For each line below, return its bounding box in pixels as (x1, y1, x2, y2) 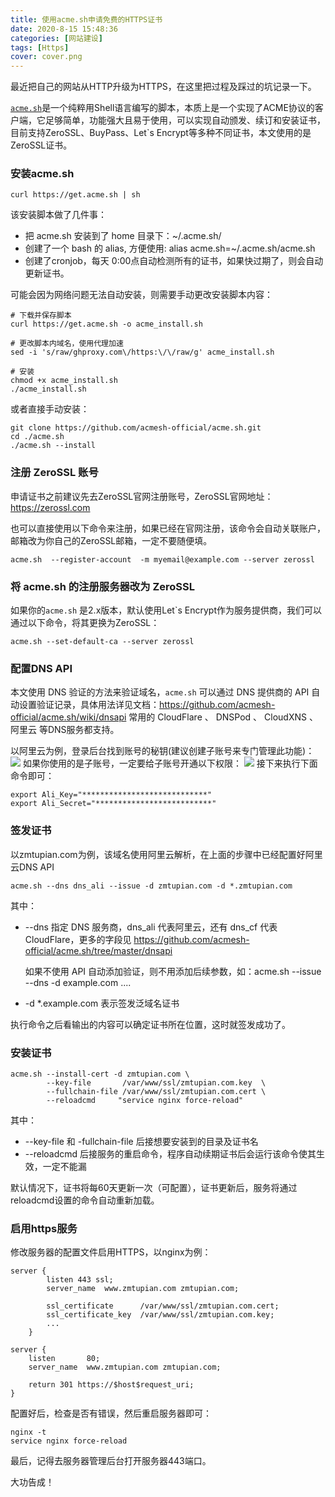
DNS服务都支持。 (47, 724, 120, 736)
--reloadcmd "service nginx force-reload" (46, 1095, 244, 1105)
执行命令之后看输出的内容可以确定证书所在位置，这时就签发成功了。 (10, 1018, 291, 1030)
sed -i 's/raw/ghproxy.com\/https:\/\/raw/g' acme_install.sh (10, 347, 275, 358)
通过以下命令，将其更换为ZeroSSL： (10, 617, 160, 629)
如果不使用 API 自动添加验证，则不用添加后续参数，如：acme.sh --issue (24, 965, 322, 977)
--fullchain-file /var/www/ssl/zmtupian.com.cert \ (46, 1086, 267, 1096)
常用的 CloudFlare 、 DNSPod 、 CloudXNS (128, 711, 307, 723)
